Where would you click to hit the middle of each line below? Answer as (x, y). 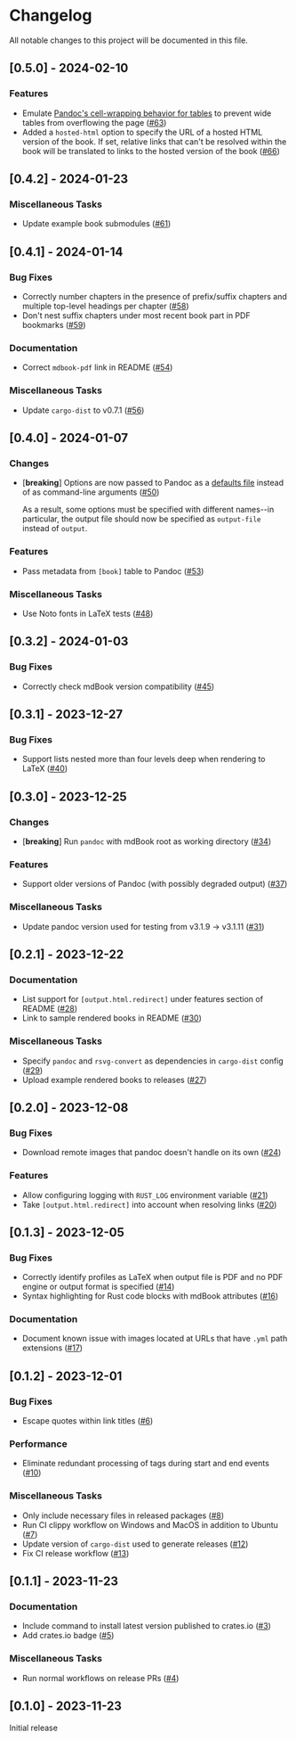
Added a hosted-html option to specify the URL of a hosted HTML (142, 132)
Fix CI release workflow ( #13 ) (76, 1553)
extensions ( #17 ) (52, 1348)
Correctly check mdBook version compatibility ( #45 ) (118, 686)
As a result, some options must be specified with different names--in (148, 510)
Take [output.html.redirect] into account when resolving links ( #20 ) (149, 1204)
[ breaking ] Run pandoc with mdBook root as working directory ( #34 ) (147, 841)
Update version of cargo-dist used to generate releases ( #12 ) (135, 1544)
